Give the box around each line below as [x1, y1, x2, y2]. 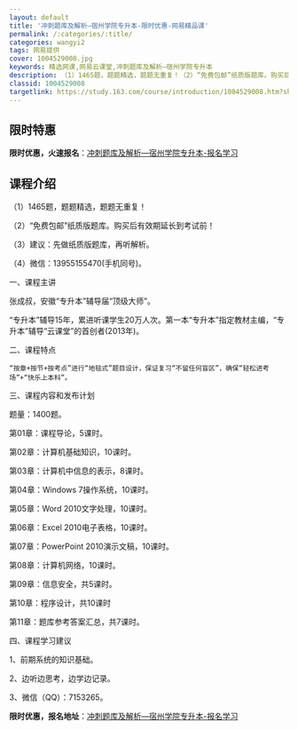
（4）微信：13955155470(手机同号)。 [9, 258, 146, 269]
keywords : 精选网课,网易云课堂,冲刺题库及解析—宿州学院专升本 [9, 63, 213, 72]
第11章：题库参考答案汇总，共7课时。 [9, 616, 145, 627]
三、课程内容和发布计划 [9, 390, 95, 401]
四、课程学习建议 [9, 636, 72, 647]
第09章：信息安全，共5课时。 [9, 579, 117, 590]
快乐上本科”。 [27, 374, 72, 383]
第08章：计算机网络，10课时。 [9, 560, 122, 571]
